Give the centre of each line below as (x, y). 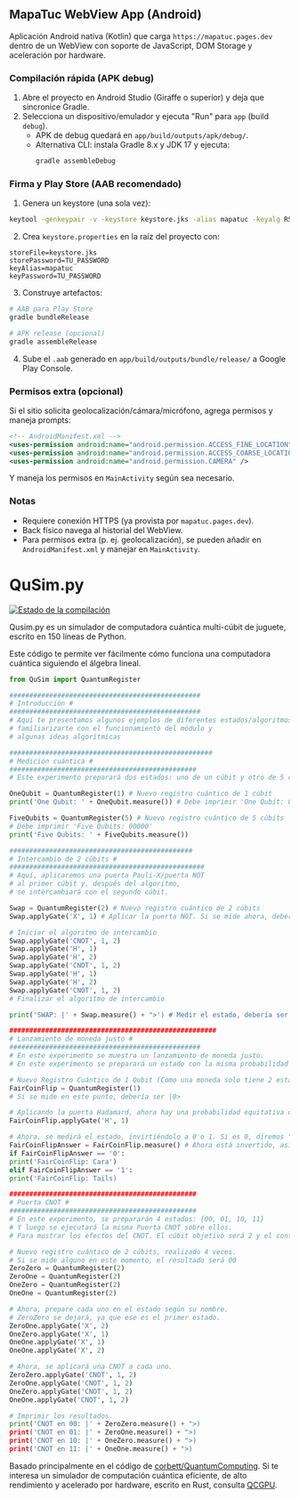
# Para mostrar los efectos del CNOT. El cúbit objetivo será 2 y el (141, 1236)
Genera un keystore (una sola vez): (86, 203)
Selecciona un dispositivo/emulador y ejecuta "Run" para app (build (145, 117)
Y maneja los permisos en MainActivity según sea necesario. (122, 478)
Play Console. (47, 368)
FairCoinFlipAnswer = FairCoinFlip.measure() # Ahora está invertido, (143, 1146)
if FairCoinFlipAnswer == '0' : (67, 1153)
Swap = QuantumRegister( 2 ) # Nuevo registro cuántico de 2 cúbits (135, 908)
